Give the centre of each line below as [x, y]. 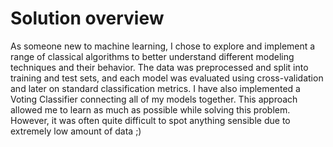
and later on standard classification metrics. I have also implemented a [155, 88]
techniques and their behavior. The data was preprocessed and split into [159, 67]
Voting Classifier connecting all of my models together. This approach [154, 99]
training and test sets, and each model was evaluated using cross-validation [167, 78]
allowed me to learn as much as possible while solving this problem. [150, 109]
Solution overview [87, 18]
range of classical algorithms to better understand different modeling [152, 56]
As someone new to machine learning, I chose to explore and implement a [163, 46]
